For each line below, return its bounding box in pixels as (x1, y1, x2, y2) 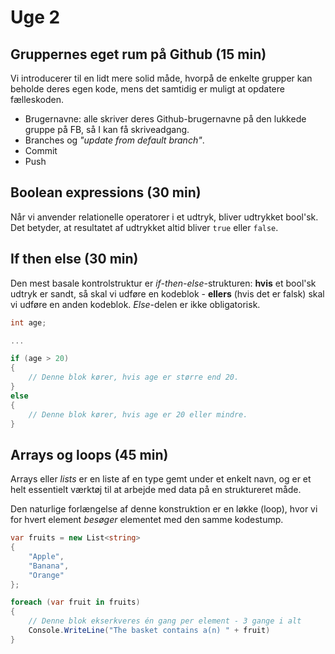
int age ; (10, 317, 47, 328)
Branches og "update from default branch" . (24, 134, 205, 146)
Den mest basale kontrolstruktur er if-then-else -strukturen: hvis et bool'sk (10, 277, 317, 289)
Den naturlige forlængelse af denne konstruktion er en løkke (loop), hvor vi (10, 503, 318, 515)
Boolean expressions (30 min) (10, 184, 202, 201)
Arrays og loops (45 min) (10, 446, 169, 463)
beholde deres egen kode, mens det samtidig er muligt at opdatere (10, 83, 285, 95)
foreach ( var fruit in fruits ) (10, 597, 141, 608)
